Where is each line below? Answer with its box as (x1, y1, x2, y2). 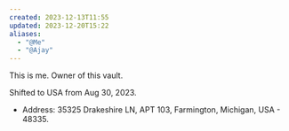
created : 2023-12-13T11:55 (9, 12, 109, 22)
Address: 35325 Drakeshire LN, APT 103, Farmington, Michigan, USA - (21, 104, 281, 115)
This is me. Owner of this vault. (9, 70, 124, 81)
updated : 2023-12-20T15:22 (9, 21, 109, 30)
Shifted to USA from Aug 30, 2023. (9, 88, 137, 98)
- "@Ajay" (17, 46, 53, 55)
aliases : (9, 29, 42, 38)
